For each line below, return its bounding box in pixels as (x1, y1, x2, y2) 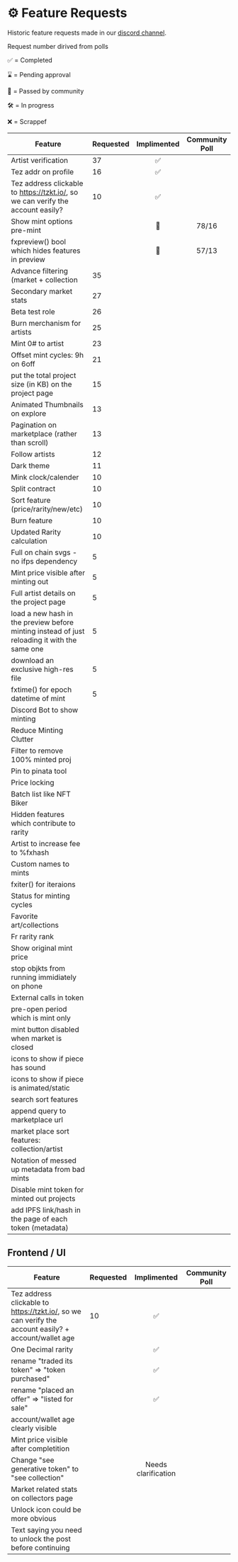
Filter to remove (11, 746, 64, 756)
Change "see (11, 1455, 55, 1465)
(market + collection (11, 275, 78, 285)
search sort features (11, 1094, 79, 1104)
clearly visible (11, 1423, 57, 1433)
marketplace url (11, 1115, 64, 1124)
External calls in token (11, 993, 84, 1003)
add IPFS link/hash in (11, 1205, 81, 1215)
